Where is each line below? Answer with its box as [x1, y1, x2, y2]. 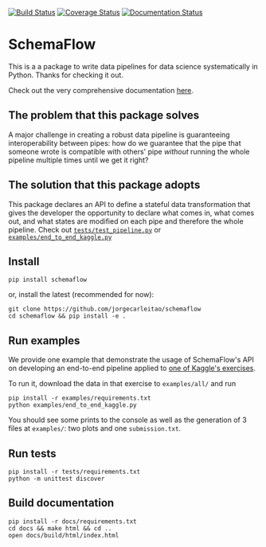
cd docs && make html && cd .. [8, 524, 112, 533]
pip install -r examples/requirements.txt [8, 394, 151, 402]
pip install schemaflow [8, 275, 88, 284]
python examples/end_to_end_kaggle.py [8, 401, 137, 409]
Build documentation [8, 496, 115, 510]
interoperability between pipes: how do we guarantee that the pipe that [8, 138, 241, 147]
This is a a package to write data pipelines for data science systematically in [8, 61, 259, 71]
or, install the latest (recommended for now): [8, 290, 155, 299]
